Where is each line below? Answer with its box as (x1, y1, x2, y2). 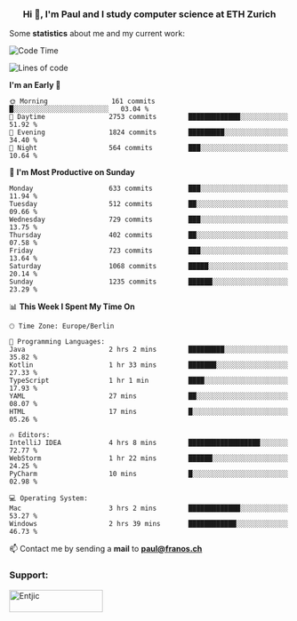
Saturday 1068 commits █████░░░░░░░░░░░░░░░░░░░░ (9, 262, 289, 271)
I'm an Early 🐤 (9, 80, 61, 91)
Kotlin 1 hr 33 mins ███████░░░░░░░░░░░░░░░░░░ (9, 361, 289, 370)
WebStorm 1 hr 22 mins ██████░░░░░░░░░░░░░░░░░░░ (9, 454, 289, 463)
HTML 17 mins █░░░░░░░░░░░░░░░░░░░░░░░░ (9, 408, 289, 417)
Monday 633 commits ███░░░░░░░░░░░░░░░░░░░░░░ (9, 184, 289, 194)
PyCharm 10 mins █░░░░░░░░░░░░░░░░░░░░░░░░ (9, 470, 289, 479)
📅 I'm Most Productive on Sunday (9, 167, 135, 178)
